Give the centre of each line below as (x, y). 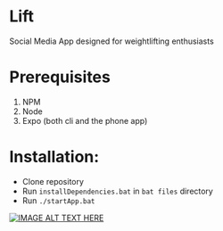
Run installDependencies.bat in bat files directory (118, 191)
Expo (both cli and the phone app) (85, 120)
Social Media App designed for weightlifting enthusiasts (111, 41)
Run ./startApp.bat (58, 200)
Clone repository (53, 181)
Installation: (54, 157)
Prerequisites (60, 77)
